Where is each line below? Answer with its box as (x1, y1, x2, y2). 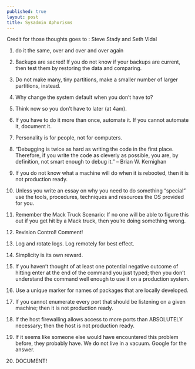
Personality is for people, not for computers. (15, 134, 123, 141)
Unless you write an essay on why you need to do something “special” (15, 187, 186, 194)
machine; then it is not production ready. (15, 304, 113, 312)
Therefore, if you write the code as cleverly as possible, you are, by (15, 152, 179, 159)
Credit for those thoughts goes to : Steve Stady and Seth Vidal (6, 36, 157, 43)
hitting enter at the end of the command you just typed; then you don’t (15, 269, 186, 277)
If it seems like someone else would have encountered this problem (15, 334, 179, 341)
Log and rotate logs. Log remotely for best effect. (15, 240, 135, 247)
